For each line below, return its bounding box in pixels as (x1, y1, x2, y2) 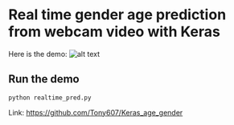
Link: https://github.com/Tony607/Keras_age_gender (8, 107, 183, 117)
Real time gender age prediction (8, 6, 227, 24)
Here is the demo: (8, 49, 68, 58)
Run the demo (8, 72, 80, 86)
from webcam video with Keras (8, 22, 221, 41)
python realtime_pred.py (8, 94, 92, 102)
